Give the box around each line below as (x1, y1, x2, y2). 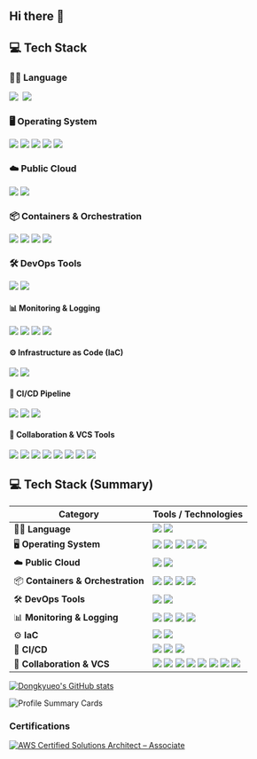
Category (58, 508, 99, 520)
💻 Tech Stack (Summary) (9, 477, 153, 493)
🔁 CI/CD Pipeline (9, 388, 71, 399)
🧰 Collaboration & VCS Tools (9, 430, 115, 440)
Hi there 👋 (9, 9, 65, 24)
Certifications (9, 720, 71, 732)
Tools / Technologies (152, 508, 244, 520)
